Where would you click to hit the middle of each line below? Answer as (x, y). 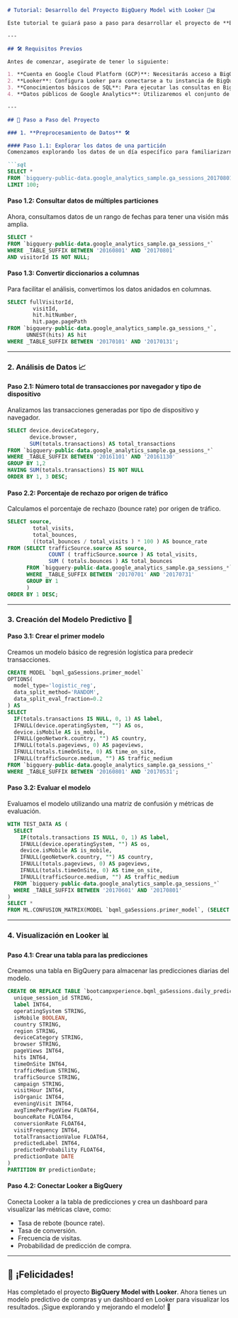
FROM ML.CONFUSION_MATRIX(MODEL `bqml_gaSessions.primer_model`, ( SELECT (119, 910)
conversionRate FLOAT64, (50, 1123)
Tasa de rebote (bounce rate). (61, 1223)
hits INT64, (32, 1058)
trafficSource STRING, (47, 1077)
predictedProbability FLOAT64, (60, 1150)
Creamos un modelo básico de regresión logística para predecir (100, 652)
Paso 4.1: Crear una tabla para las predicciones (78, 955)
